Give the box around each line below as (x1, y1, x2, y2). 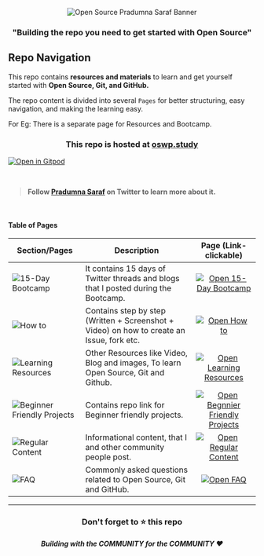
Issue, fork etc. (85, 335, 140, 346)
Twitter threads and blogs (85, 273, 180, 284)
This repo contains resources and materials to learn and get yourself (8, 71, 233, 82)
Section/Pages (16, 245, 73, 256)
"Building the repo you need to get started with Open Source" (12, 27, 252, 38)
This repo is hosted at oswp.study (65, 138, 199, 149)
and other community (85, 442, 165, 453)
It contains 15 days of (85, 263, 167, 274)
